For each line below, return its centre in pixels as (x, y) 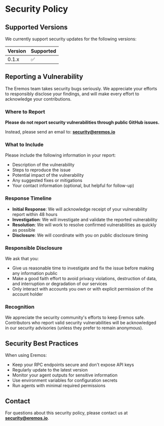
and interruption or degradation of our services (60, 284)
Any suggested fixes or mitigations (47, 181)
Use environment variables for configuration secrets (65, 380)
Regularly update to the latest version (50, 370)
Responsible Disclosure (34, 248)
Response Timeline (28, 198)
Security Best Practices (42, 343)
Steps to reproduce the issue (41, 170)
